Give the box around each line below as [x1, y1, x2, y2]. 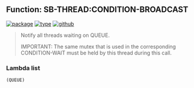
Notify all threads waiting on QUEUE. [20, 32, 110, 39]
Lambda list [6, 64, 40, 72]
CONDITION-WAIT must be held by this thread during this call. [20, 49, 172, 56]
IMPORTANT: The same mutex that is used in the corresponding [20, 43, 176, 50]
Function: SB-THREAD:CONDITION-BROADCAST [6, 5, 189, 15]
